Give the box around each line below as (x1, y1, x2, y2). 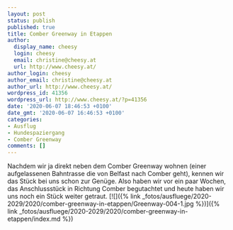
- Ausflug (7, 122, 37, 130)
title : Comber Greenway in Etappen (7, 30, 113, 38)
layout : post (7, 10, 46, 18)
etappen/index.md (7, 214, 61, 224)
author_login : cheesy (7, 70, 72, 77)
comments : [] (7, 143, 46, 150)
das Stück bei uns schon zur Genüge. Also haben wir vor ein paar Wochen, (7, 177, 227, 185)
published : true (7, 23, 55, 31)
